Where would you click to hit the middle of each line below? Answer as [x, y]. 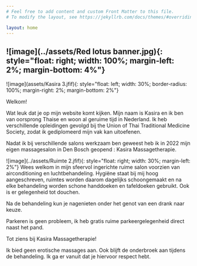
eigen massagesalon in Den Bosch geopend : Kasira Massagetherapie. [91, 149]
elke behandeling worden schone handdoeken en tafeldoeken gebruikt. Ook [98, 186]
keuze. [14, 210]
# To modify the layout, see [42, 17]
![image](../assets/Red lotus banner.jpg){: [84, 51]
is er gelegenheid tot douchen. [43, 192]
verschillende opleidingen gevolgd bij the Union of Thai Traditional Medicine [98, 126]
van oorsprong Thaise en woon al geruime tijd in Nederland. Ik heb [86, 119]
